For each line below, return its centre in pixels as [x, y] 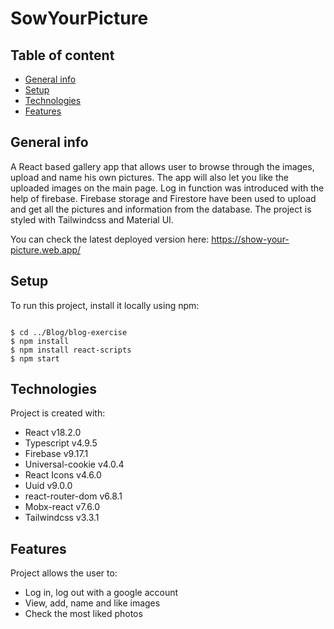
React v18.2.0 [53, 433]
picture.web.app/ [46, 249]
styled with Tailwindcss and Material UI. [92, 219]
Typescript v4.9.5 [61, 443]
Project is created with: [58, 413]
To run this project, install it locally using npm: [105, 305]
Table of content [62, 55]
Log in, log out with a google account [101, 593]
